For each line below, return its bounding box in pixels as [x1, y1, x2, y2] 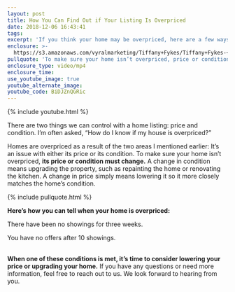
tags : [7, 29, 23, 37]
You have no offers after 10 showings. [7, 234, 116, 242]
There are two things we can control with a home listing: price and [7, 121, 198, 130]
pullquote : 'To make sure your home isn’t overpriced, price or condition [7, 56, 230, 63]
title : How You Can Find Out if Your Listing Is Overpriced [7, 17, 187, 24]
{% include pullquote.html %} [7, 193, 92, 202]
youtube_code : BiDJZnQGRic [7, 88, 86, 95]
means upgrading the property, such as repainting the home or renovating [7, 165, 221, 173]
